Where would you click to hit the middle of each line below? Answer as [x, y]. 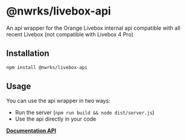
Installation [28, 54]
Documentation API [31, 131]
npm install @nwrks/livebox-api [47, 67]
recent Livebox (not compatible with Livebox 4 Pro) [70, 34]
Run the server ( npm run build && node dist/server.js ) [85, 113]
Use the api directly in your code [56, 119]
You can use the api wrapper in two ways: [58, 101]
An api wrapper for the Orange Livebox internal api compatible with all [93, 28]
